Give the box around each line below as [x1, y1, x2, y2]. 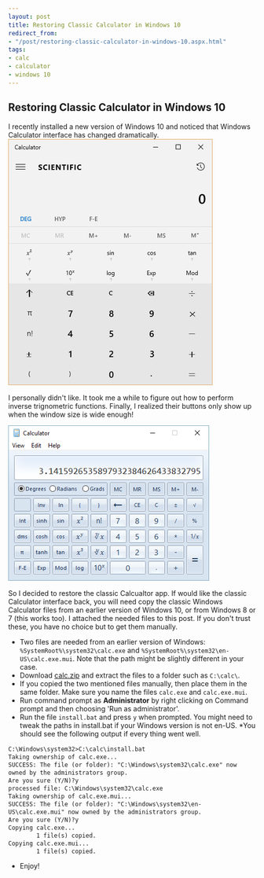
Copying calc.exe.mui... [8, 839, 90, 847]
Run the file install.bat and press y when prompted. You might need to [19, 712, 253, 722]
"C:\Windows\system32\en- [116, 800, 202, 808]
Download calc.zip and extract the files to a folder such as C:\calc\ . [19, 670, 240, 680]
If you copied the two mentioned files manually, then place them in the [19, 678, 247, 688]
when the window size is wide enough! [8, 410, 134, 419]
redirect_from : [8, 29, 58, 37]
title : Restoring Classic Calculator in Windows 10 [8, 20, 181, 29]
